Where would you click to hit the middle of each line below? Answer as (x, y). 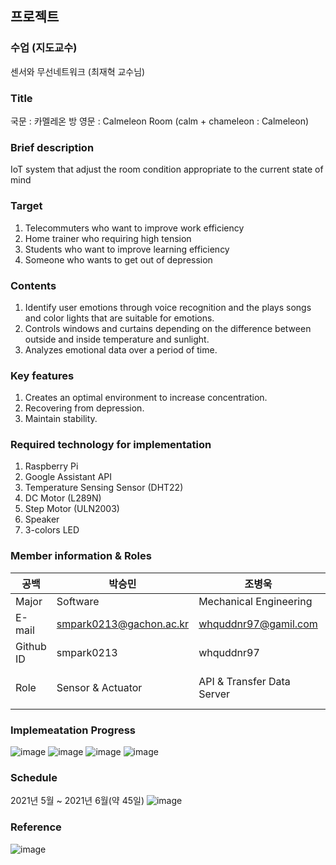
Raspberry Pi (51, 466)
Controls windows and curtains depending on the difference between (168, 328)
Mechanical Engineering (255, 601)
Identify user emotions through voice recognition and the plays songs (168, 307)
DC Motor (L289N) (63, 498)
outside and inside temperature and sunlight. (117, 339)
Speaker (42, 519)
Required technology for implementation (111, 445)
